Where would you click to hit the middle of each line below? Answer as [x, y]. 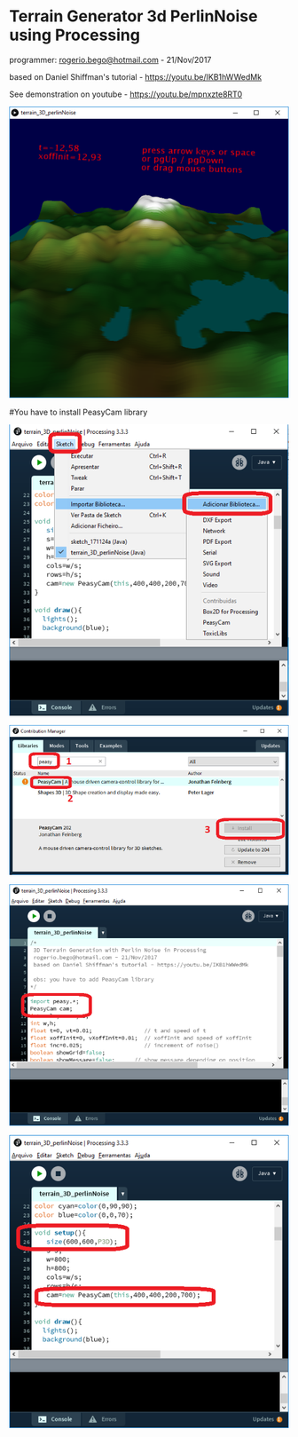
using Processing [74, 35]
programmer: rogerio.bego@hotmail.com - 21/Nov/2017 [110, 59]
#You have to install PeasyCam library [78, 412]
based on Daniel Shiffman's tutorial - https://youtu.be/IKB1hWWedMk [136, 76]
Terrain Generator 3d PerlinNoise [133, 16]
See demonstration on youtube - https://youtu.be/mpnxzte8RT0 [125, 94]
